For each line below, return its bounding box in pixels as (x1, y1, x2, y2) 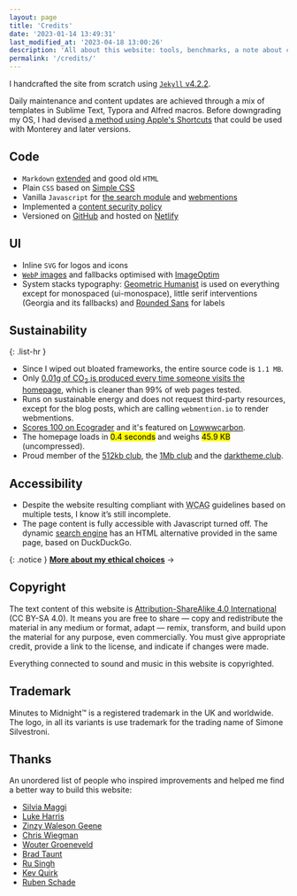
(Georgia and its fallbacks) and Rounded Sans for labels (21, 297, 225, 308)
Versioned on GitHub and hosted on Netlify (21, 210, 179, 221)
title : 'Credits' (9, 21, 73, 30)
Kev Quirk (21, 868, 58, 878)
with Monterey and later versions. (9, 124, 131, 134)
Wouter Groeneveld (21, 839, 94, 850)
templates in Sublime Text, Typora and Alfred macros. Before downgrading (9, 105, 281, 115)
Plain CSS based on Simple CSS (21, 182, 135, 193)
